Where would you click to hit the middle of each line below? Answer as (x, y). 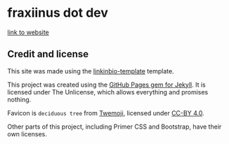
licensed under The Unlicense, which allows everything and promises (108, 92)
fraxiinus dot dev (58, 13)
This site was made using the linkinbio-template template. (91, 71)
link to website (28, 32)
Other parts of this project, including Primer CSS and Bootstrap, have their (115, 127)
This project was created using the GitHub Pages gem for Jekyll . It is (106, 85)
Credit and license (48, 54)
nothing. (19, 99)
